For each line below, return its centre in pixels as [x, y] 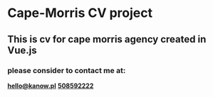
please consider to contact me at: [67, 70]
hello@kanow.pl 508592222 [51, 86]
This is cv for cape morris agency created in [107, 39]
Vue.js [22, 50]
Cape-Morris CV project [80, 13]
